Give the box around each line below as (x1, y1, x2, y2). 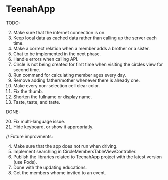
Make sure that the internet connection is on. (13, 29, 106, 35)
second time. (13, 66, 40, 73)
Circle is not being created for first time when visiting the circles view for (13, 61, 163, 67)
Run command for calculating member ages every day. (13, 72, 126, 78)
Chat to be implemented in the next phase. (13, 51, 101, 57)
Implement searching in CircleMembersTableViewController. (13, 148, 137, 154)
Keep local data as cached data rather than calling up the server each (13, 35, 157, 41)
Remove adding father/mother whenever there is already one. (13, 77, 140, 83)
